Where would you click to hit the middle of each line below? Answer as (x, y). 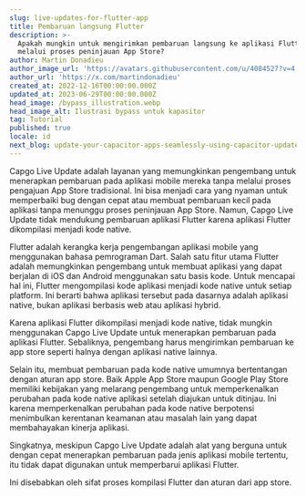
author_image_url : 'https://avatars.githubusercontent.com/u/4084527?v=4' (154, 69)
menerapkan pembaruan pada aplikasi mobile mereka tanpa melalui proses (150, 181)
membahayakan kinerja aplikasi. (70, 427)
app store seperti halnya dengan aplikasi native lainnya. (113, 351)
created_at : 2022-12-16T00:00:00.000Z (83, 86)
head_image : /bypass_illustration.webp (85, 103)
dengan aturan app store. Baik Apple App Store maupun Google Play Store (149, 378)
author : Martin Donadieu (56, 60)
